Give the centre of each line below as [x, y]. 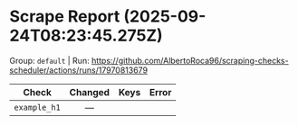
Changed [90, 92]
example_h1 [37, 107]
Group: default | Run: [49, 60]
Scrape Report [65, 17]
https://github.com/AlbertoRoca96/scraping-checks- [190, 60]
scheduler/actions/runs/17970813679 [78, 70]
